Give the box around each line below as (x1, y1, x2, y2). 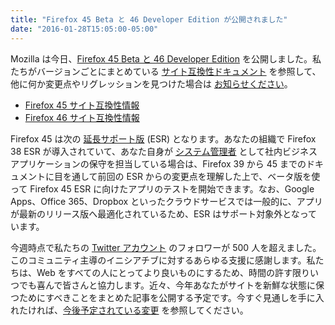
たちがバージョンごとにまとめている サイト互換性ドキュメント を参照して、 (10, 65, 322, 77)
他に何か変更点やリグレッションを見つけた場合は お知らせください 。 (10, 77, 293, 90)
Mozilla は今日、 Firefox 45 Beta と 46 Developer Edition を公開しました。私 (10, 52, 322, 65)
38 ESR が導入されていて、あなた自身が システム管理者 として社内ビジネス (10, 145, 318, 157)
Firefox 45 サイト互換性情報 (24, 99, 140, 111)
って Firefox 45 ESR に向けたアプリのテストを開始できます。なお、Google (10, 182, 315, 195)
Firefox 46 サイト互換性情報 (24, 111, 140, 123)
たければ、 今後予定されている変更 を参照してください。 (18, 304, 249, 316)
